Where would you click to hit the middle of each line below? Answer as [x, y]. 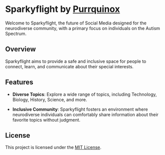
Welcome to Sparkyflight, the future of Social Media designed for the [76, 23]
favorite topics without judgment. [46, 120]
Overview [21, 49]
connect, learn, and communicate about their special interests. [69, 66]
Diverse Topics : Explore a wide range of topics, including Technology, [84, 94]
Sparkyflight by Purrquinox [63, 9]
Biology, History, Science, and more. [50, 99]
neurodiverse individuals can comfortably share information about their [85, 114]
